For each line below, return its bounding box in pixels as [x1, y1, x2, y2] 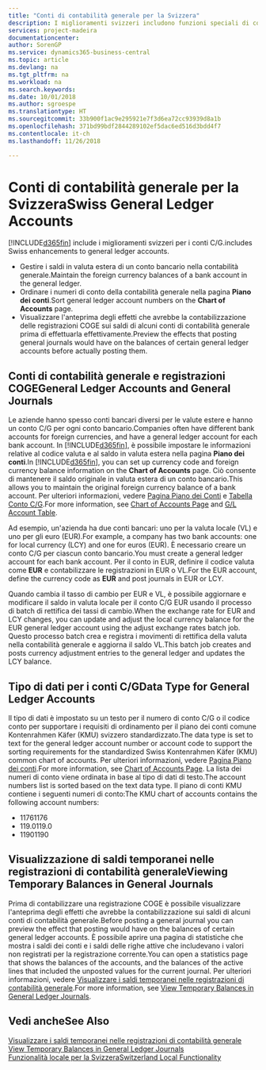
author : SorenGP [8, 41, 62, 49]
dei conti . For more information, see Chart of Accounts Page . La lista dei [8, 764, 241, 774]
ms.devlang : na [8, 64, 59, 71]
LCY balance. [8, 656, 52, 667]
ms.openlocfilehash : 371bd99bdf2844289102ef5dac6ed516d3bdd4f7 [8, 122, 222, 130]
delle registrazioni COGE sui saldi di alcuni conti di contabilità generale [19, 321, 250, 330]
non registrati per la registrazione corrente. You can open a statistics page [8, 949, 249, 959]
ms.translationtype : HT [8, 108, 87, 116]
